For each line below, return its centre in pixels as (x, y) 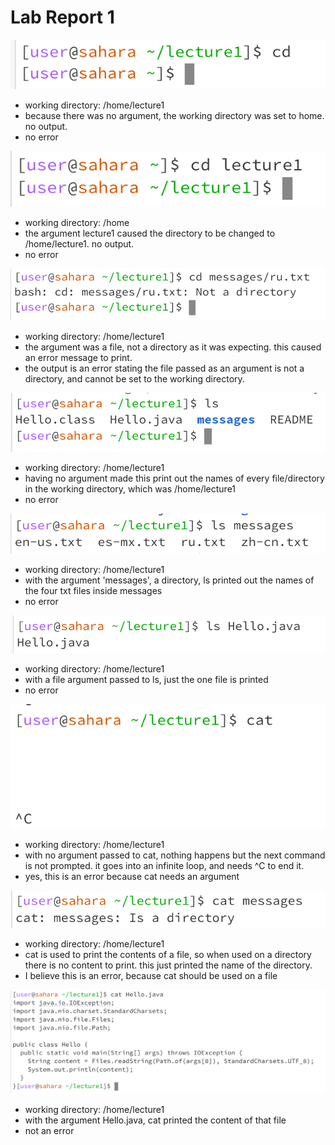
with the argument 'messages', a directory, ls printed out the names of (169, 580)
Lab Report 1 (62, 17)
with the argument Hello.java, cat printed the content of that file (155, 1120)
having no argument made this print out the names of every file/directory (174, 478)
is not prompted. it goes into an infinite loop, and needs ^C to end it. (164, 866)
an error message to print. (78, 357)
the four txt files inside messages (93, 591)
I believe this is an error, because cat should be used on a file (151, 975)
